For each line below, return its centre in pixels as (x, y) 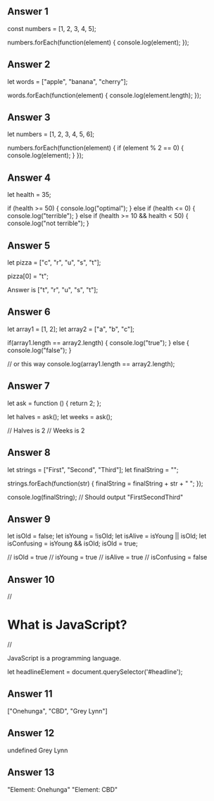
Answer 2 (29, 65)
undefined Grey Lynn (38, 750)
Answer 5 (29, 245)
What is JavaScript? (67, 625)
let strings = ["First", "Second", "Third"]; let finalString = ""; (93, 469)
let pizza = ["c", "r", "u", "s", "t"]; (54, 263)
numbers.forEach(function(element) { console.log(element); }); (98, 42)
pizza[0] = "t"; (28, 276)
